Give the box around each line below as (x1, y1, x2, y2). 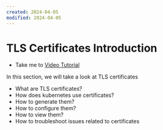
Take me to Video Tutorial (15, 61, 80, 69)
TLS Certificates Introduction (6, 41, 158, 55)
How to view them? (15, 111, 64, 118)
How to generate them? (15, 98, 74, 105)
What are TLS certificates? (15, 85, 82, 93)
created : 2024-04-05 (6, 9, 59, 15)
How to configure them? (15, 105, 76, 112)
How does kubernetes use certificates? (15, 91, 114, 99)
